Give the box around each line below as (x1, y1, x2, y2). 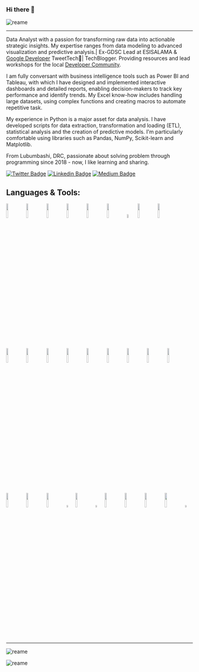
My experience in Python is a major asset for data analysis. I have (6, 116, 166, 123)
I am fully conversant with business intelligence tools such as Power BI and (6, 72, 190, 80)
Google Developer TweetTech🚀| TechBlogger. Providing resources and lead (6, 55, 191, 62)
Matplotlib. (6, 141, 33, 148)
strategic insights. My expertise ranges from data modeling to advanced (6, 42, 182, 49)
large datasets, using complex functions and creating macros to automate (6, 98, 186, 105)
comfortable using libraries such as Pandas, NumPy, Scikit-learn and (6, 135, 174, 142)
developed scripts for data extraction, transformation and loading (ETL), (6, 122, 182, 129)
